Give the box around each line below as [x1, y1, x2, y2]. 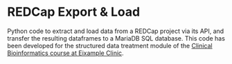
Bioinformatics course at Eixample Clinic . [7, 49, 124, 57]
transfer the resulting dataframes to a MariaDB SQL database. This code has [7, 34, 225, 42]
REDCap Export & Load [7, 4, 141, 20]
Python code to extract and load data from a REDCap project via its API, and [7, 27, 224, 35]
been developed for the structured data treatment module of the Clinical [7, 41, 213, 50]
